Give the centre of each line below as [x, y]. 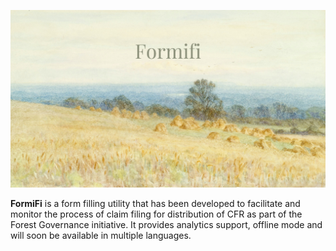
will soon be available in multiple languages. [101, 235]
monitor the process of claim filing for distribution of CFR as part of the [156, 214]
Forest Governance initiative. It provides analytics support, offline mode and [166, 224]
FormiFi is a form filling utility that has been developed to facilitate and [155, 203]
